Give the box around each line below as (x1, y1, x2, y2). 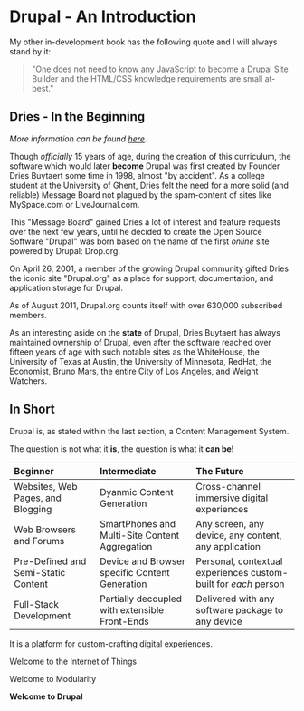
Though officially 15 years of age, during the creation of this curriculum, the (9, 151, 291, 161)
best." (31, 83, 54, 93)
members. (9, 309, 48, 320)
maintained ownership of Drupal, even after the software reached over (9, 336, 271, 347)
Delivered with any (195, 592, 275, 605)
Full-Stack (14, 598, 59, 610)
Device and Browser (99, 555, 185, 568)
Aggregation (99, 540, 153, 552)
